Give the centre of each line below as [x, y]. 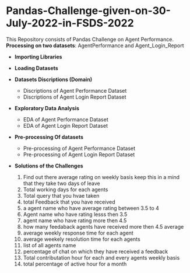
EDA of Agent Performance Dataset [66, 119]
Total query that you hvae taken [61, 195]
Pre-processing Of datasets [49, 137]
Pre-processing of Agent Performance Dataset [79, 148]
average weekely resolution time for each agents [82, 239]
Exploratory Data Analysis [47, 108]
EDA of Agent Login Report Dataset [65, 125]
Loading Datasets [36, 68]
